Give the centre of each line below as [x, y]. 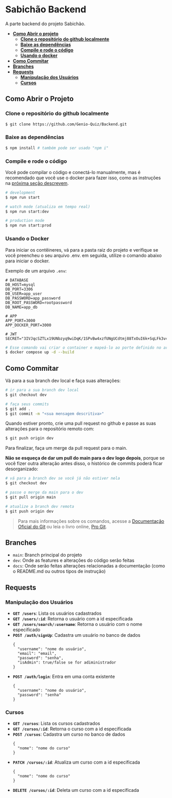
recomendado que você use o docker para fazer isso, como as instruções [83, 178]
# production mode [25, 221]
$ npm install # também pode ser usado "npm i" [57, 148]
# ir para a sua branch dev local [42, 390]
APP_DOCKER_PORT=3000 [28, 325]
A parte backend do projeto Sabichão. [45, 24]
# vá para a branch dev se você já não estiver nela [63, 479]
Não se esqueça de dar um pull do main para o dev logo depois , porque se [85, 458]
